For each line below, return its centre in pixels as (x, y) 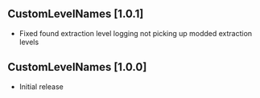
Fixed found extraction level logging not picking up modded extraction (136, 33)
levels (29, 42)
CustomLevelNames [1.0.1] (76, 14)
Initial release (41, 86)
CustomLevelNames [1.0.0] (77, 67)
